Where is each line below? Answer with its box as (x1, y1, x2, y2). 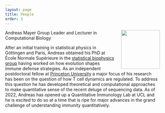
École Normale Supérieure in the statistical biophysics (5, 55, 114, 61)
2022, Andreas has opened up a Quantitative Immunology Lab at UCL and (5, 92, 155, 98)
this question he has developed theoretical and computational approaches (5, 81, 156, 87)
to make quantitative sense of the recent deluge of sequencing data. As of (5, 87, 156, 93)
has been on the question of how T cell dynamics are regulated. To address (5, 76, 158, 82)
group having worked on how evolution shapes (5, 60, 100, 67)
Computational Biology (5, 35, 52, 41)
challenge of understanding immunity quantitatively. (5, 102, 110, 109)
